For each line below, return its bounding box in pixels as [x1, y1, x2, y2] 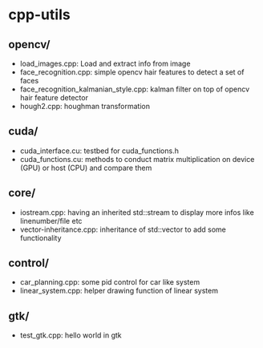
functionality [19, 233, 62, 242]
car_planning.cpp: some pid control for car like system [19, 277, 200, 287]
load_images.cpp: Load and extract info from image [19, 59, 191, 68]
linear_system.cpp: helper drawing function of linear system [19, 286, 219, 296]
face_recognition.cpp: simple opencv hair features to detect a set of [19, 67, 245, 77]
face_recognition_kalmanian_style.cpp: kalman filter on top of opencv [19, 84, 250, 94]
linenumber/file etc [19, 216, 83, 225]
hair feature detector [19, 93, 88, 102]
